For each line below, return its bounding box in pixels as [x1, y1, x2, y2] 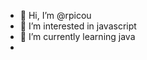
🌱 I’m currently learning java [19, 31, 136, 42]
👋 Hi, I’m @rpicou [19, 10, 92, 21]
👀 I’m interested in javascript [19, 20, 137, 32]
